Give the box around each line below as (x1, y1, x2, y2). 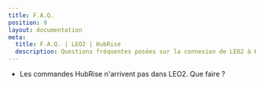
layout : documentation (8, 26, 82, 34)
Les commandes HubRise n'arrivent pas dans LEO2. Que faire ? (19, 70, 225, 78)
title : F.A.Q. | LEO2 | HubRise (15, 41, 122, 48)
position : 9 (8, 19, 47, 27)
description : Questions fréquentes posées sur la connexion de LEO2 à (15, 48, 251, 56)
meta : (8, 33, 26, 41)
